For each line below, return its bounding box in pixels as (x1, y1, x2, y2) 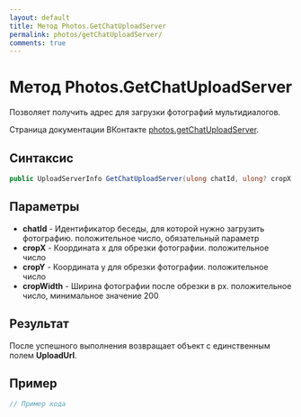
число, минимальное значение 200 (22, 290, 159, 301)
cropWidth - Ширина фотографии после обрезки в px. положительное (22, 280, 292, 291)
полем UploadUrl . (9, 349, 78, 360)
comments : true (9, 38, 66, 48)
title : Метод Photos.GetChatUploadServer (9, 22, 167, 31)
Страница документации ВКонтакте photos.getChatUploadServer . (9, 124, 259, 135)
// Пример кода (9, 400, 66, 409)
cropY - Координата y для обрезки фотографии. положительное (22, 261, 269, 272)
